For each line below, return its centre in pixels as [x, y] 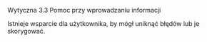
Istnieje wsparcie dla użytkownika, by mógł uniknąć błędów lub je [103, 23]
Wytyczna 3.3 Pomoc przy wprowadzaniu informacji [84, 10]
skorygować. [26, 31]
